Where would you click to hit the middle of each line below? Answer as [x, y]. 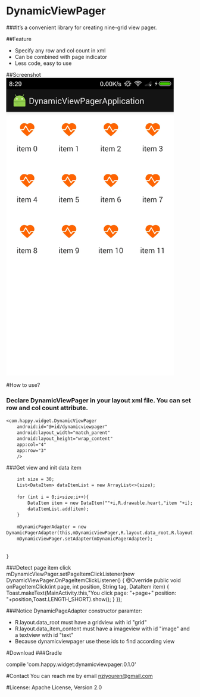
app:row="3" [32, 451]
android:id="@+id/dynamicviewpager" [62, 427]
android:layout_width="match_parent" [64, 433]
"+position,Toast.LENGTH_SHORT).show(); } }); [64, 599]
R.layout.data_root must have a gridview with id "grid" [81, 623]
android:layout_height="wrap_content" [65, 439]
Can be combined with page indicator [61, 57]
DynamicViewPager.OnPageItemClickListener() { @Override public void [93, 580]
